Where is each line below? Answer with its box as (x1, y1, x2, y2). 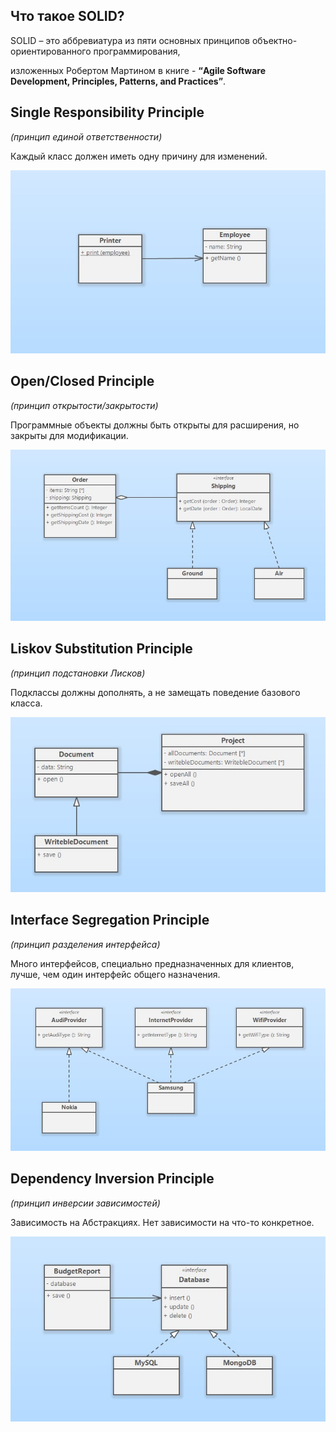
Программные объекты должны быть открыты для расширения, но (10, 419, 300, 431)
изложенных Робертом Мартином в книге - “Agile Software (10, 64, 266, 76)
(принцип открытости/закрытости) (10, 399, 159, 411)
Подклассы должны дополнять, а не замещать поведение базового (10, 686, 301, 698)
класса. (10, 697, 43, 709)
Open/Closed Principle (10, 373, 155, 390)
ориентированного (10, 45, 92, 57)
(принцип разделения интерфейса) (10, 938, 161, 950)
